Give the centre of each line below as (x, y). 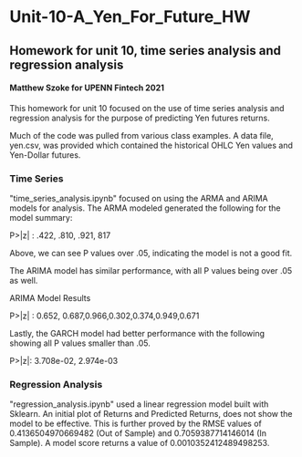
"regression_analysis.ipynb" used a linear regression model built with (139, 404)
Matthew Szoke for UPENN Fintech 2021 (87, 88)
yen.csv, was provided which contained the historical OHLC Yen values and (151, 145)
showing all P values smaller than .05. (80, 343)
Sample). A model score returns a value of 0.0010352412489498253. (140, 443)
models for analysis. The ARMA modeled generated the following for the (145, 208)
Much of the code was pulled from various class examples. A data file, (141, 135)
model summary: (41, 218)
